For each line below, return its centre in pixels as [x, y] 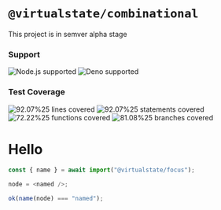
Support [24, 54]
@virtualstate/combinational [103, 14]
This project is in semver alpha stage [68, 34]
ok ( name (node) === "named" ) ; [56, 199]
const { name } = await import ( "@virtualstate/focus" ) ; [101, 170]
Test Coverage [37, 92]
